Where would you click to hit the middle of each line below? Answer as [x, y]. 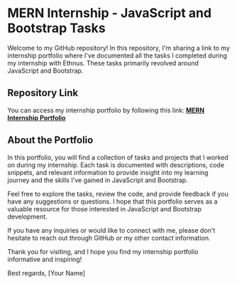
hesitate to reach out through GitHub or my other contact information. [109, 238]
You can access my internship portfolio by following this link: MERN [106, 110]
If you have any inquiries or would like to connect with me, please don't [111, 230]
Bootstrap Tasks [56, 28]
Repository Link [43, 93]
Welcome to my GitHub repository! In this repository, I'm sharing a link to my [119, 48]
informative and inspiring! [45, 259]
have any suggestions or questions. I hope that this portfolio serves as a [112, 201]
